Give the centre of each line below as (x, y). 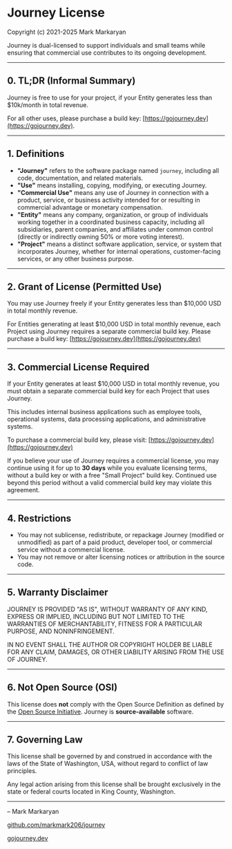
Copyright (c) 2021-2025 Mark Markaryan (67, 32)
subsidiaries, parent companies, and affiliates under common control (115, 229)
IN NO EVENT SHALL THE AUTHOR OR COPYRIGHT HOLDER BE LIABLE (110, 644)
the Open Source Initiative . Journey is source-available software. (100, 711)
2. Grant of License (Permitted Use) (85, 287)
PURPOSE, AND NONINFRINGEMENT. (61, 631)
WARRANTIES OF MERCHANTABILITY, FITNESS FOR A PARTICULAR (105, 624)
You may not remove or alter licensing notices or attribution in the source (121, 557)
